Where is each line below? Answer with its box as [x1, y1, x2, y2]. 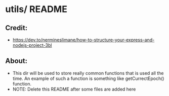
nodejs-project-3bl [12, 42, 52, 48]
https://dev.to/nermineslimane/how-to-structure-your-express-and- [12, 37, 155, 43]
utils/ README [5, 4, 67, 15]
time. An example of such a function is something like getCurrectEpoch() [12, 75, 164, 81]
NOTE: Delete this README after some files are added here [12, 86, 136, 92]
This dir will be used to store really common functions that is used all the [12, 70, 164, 76]
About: [5, 57, 28, 65]
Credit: [5, 24, 28, 32]
